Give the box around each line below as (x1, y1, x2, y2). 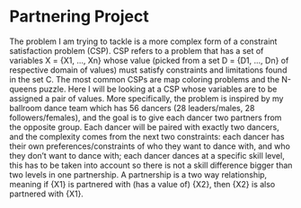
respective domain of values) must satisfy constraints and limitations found (9, 65, 288, 75)
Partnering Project (9, 6, 150, 27)
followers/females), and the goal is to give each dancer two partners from (9, 112, 282, 123)
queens (9, 83, 38, 94)
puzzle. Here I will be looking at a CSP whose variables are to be (39, 83, 278, 94)
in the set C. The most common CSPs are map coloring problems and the (9, 74, 280, 84)
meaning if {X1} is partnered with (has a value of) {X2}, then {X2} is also (9, 178, 276, 189)
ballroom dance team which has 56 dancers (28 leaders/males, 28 (9, 102, 255, 113)
